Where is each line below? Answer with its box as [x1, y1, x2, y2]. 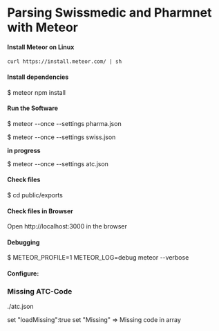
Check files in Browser [7, 206, 74, 215]
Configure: [7, 269, 39, 278]
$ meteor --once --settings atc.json [7, 159, 109, 168]
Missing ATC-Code [7, 286, 73, 296]
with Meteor [7, 19, 78, 35]
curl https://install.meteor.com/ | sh [7, 58, 122, 65]
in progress [7, 146, 41, 154]
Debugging [7, 238, 40, 247]
